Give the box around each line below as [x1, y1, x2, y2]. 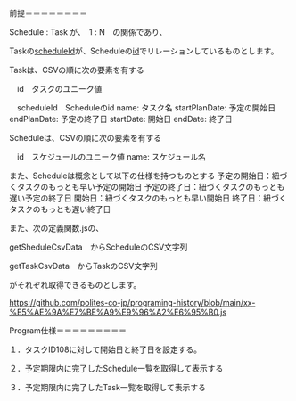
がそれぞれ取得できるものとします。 [9, 280, 142, 290]
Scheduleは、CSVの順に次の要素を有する [9, 133, 162, 143]
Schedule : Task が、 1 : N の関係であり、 [9, 27, 168, 37]
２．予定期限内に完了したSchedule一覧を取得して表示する [9, 364, 224, 373]
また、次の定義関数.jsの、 [9, 223, 104, 233]
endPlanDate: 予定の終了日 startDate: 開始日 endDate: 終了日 [9, 114, 233, 124]
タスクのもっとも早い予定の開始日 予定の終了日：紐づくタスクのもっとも [16, 182, 285, 192]
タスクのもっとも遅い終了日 [9, 204, 111, 214]
